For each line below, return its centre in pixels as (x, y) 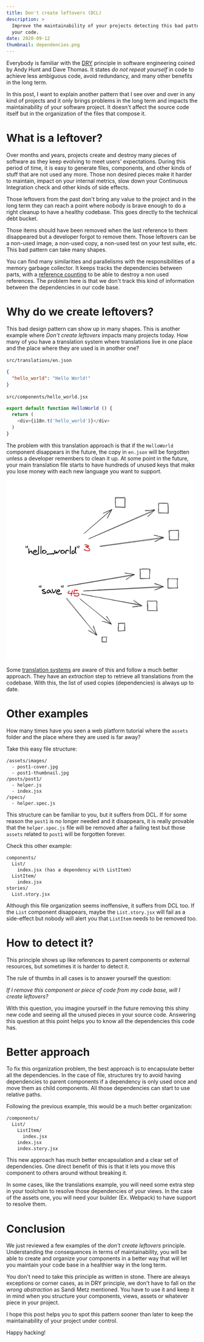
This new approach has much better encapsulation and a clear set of (92, 1160)
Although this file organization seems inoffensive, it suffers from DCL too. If (100, 905)
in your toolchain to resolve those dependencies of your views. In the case (100, 1191)
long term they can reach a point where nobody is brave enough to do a (96, 205)
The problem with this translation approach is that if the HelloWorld (90, 445)
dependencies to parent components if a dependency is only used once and (102, 1082)
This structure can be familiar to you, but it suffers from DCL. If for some (97, 815)
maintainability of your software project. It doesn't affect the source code (98, 107)
